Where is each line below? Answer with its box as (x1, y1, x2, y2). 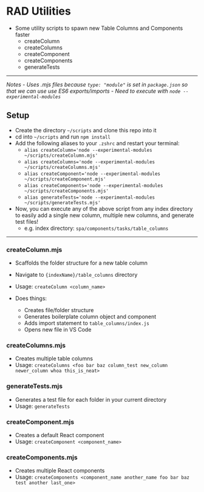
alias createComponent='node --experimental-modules (24, 171, 161, 177)
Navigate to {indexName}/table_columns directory (15, 271, 138, 279)
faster (15, 30, 30, 38)
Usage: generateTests (15, 402, 70, 410)
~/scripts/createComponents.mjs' (24, 188, 109, 194)
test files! (15, 218, 38, 225)
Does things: (15, 294, 47, 302)
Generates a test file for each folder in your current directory (15, 396, 167, 403)
